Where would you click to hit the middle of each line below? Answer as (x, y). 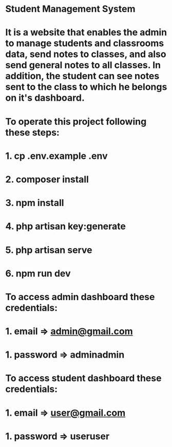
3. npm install (35, 203)
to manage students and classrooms (85, 43)
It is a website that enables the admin (86, 33)
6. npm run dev (38, 273)
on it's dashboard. (45, 98)
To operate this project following (76, 122)
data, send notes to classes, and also (86, 54)
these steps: (33, 132)
